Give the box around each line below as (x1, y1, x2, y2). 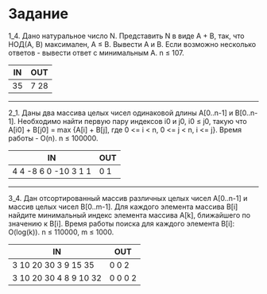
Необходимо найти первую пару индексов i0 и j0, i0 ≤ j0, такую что (17, 116, 248, 126)
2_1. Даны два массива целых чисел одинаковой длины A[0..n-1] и (8, 108, 234, 118)
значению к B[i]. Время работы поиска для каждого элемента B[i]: (8, 219, 235, 228)
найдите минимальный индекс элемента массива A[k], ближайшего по (8, 210, 251, 219)
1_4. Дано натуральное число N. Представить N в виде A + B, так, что (8, 31, 245, 41)
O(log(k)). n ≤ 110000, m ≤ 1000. (8, 227, 114, 237)
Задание (8, 5, 69, 23)
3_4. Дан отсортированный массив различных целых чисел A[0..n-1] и (8, 193, 248, 203)
